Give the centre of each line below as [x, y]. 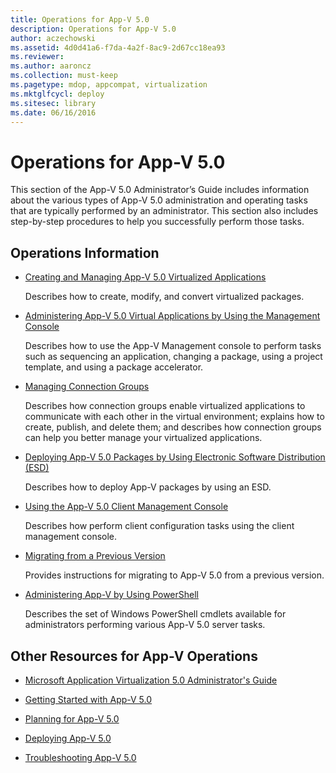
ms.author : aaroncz [51, 66]
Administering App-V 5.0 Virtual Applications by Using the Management [172, 316]
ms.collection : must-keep [64, 76]
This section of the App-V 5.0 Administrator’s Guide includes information [160, 190]
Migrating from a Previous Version [95, 556]
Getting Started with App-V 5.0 [88, 699]
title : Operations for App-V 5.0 [80, 19]
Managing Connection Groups [87, 387]
